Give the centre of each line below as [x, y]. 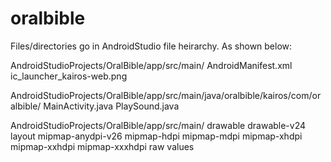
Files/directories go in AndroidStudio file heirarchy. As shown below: [151, 46]
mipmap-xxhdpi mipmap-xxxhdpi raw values [102, 146]
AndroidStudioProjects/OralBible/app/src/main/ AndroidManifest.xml [151, 65]
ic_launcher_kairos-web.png [69, 76]
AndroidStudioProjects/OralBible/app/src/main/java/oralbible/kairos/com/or [166, 95]
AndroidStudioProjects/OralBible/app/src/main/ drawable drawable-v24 [158, 125]
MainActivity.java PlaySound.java [111, 106]
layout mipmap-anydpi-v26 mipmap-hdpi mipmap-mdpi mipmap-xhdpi [156, 136]
